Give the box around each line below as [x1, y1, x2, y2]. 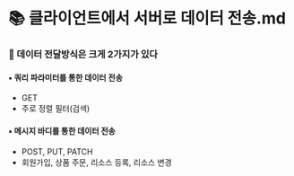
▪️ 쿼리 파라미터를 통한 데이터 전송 [8, 72, 123, 83]
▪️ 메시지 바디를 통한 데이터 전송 [8, 125, 116, 136]
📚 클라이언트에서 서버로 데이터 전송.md [8, 8, 286, 29]
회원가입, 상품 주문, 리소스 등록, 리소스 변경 [21, 156, 172, 167]
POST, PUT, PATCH [21, 145, 93, 157]
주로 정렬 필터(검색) [21, 103, 91, 114]
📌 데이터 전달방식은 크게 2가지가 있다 [8, 48, 159, 61]
